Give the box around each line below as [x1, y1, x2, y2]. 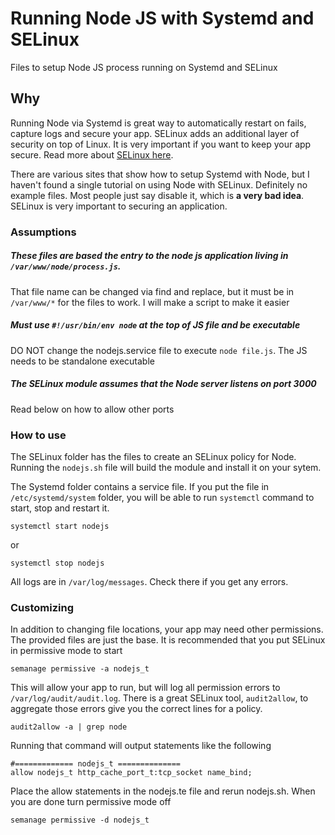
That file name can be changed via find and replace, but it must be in [10, 285, 295, 297]
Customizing [10, 600, 74, 614]
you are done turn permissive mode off [10, 796, 172, 808]
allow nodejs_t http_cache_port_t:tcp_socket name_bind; [10, 768, 253, 778]
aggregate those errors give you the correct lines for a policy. [10, 703, 263, 715]
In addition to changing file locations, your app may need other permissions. [10, 623, 324, 636]
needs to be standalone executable [10, 355, 155, 367]
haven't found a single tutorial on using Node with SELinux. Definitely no [10, 178, 308, 191]
